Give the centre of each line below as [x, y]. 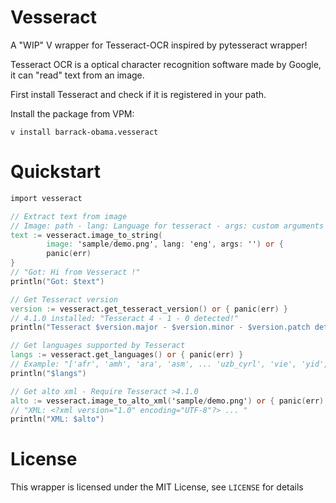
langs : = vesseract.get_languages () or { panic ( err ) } [127, 355]
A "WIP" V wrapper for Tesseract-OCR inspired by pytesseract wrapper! [159, 45]
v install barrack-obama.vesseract [84, 132]
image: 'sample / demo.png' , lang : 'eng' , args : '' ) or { [165, 244]
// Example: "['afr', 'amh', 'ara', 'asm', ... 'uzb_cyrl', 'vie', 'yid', [169, 364]
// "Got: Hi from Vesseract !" [75, 272]
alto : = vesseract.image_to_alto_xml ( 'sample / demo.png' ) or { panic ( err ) [167, 401]
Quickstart [56, 172]
